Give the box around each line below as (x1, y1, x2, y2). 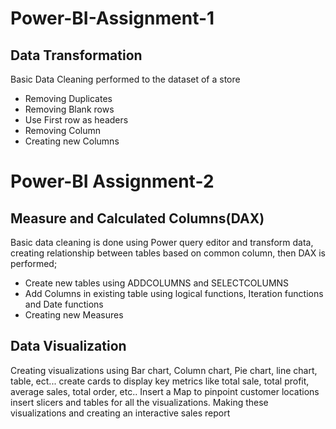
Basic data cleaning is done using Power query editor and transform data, (10, 237, 314, 248)
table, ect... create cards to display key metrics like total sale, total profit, (10, 375, 310, 387)
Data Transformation (10, 47, 143, 64)
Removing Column (24, 125, 102, 136)
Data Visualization (10, 338, 127, 355)
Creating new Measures (24, 309, 124, 321)
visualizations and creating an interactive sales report (10, 407, 231, 419)
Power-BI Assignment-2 (10, 170, 215, 193)
